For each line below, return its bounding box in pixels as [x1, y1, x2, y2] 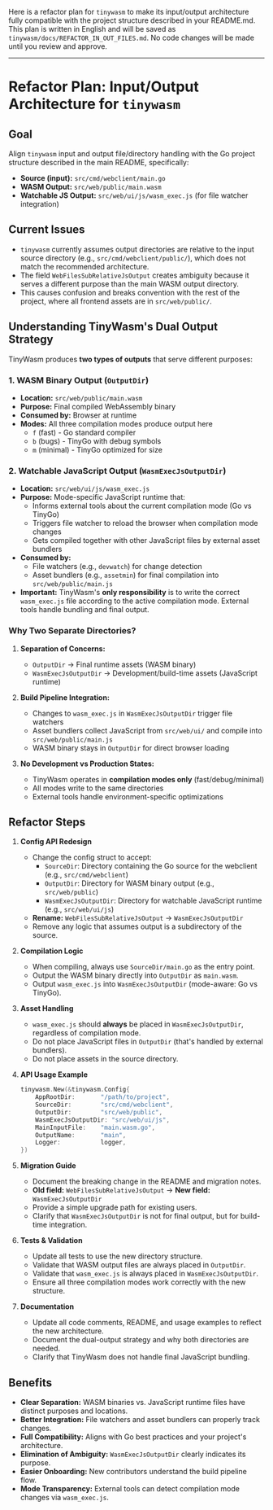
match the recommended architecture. [19, 261, 149, 271]
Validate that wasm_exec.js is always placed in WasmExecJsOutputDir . [32, 1269, 258, 1279]
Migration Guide [19, 1161, 76, 1171]
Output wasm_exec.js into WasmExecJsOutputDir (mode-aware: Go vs [32, 979, 258, 989]
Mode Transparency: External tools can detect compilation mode [19, 1484, 240, 1494]
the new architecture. [32, 1326, 104, 1336]
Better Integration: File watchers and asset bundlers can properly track [19, 1415, 260, 1425]
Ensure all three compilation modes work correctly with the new [32, 1277, 246, 1287]
